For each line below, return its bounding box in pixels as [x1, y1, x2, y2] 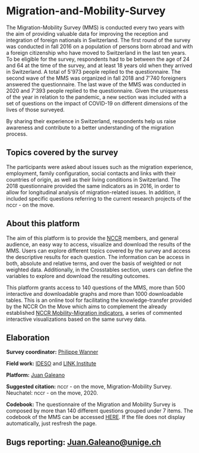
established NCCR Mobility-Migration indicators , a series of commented [6, 309, 182, 316]
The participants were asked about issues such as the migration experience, [6, 163, 193, 170]
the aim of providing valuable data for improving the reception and [6, 30, 168, 37]
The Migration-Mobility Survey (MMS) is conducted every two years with [6, 24, 185, 31]
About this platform [6, 218, 80, 229]
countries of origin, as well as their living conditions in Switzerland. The [6, 176, 181, 183]
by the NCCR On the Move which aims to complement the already [6, 302, 168, 310]
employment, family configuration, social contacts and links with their [6, 170, 176, 177]
